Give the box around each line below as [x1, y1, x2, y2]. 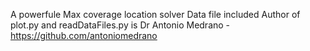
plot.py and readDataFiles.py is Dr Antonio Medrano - [10, 19, 231, 31]
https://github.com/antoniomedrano [10, 30, 158, 41]
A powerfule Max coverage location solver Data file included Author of [10, 9, 301, 20]
